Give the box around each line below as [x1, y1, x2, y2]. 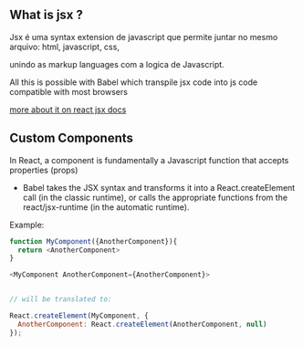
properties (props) [9, 164, 78, 175]
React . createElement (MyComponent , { [9, 311, 149, 320]
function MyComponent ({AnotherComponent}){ [9, 236, 178, 246]
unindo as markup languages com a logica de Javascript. [9, 58, 225, 69]
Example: [9, 219, 45, 230]
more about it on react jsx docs [9, 104, 127, 115]
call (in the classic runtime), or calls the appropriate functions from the [22, 192, 288, 203]
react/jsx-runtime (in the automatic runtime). [22, 201, 190, 213]
